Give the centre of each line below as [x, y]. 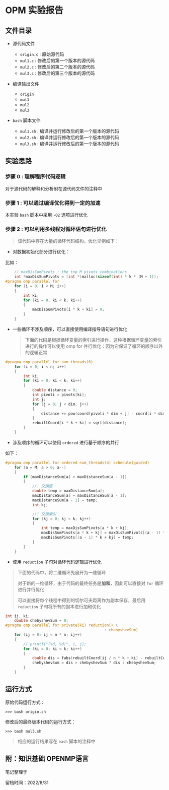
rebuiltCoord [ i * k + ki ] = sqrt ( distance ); [79, 423]
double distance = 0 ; [55, 390]
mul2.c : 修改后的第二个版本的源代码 [57, 67]
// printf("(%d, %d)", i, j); [55, 644]
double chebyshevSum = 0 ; [41, 621]
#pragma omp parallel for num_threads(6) [49, 362]
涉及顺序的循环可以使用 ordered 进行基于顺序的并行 [66, 442]
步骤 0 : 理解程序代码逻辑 [35, 177]
